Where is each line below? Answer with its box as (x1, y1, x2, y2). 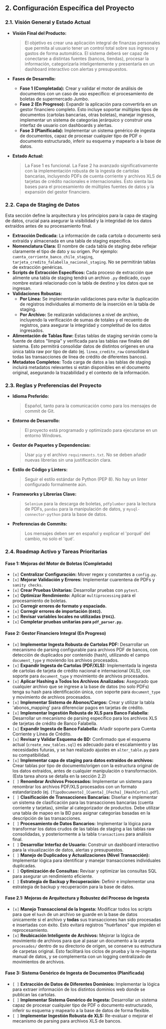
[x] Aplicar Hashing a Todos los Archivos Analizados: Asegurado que (12, 678, 158, 684)
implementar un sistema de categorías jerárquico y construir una (19, 117, 152, 123)
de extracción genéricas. (12, 264, 63, 270)
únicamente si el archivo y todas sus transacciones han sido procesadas (12, 916, 161, 922)
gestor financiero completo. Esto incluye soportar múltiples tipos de (19, 106, 159, 112)
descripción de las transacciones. (12, 815, 82, 821)
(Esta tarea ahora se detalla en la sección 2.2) (12, 773, 107, 779)
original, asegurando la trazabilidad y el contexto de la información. (12, 369, 150, 375)
